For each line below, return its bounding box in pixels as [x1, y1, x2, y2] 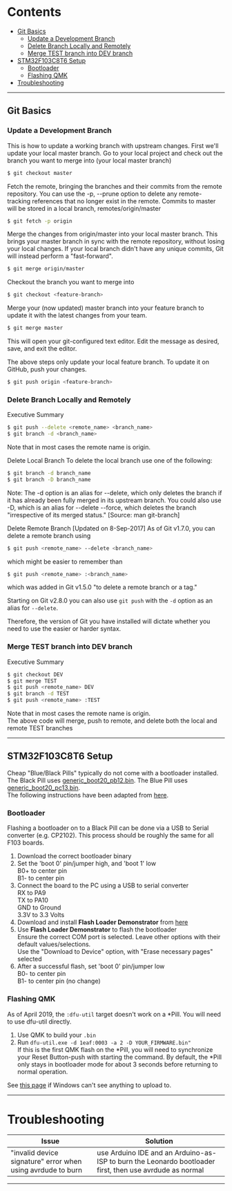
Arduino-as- [174, 1148, 217, 1158]
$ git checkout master [7, 169, 72, 176]
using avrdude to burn [10, 1165, 83, 1175]
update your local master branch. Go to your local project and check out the [7, 149, 223, 157]
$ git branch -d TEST [7, 690, 70, 697]
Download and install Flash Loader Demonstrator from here [17, 918, 188, 927]
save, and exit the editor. [7, 344, 77, 353]
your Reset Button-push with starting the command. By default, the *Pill [17, 1053, 222, 1061]
